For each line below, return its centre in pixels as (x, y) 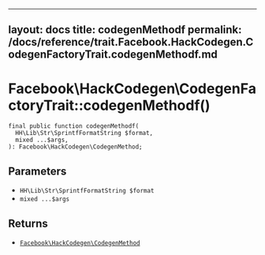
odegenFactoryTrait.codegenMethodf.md (113, 55)
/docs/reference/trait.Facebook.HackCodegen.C (131, 42)
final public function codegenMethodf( (74, 126)
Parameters (37, 171)
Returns (28, 223)
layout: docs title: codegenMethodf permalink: (125, 30)
